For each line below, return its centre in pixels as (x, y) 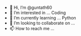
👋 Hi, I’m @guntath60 (31, 8)
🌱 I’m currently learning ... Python (43, 18)
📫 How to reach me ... (32, 28)
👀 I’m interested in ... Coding (38, 13)
